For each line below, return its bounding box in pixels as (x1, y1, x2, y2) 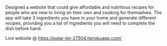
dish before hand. (5, 25, 42, 31)
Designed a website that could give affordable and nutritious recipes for (5, 4, 154, 10)
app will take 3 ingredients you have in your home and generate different (5, 15, 156, 20)
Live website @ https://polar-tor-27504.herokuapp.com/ (5, 35, 122, 41)
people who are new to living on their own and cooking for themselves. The (5, 9, 162, 15)
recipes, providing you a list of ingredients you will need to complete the (5, 20, 155, 26)
